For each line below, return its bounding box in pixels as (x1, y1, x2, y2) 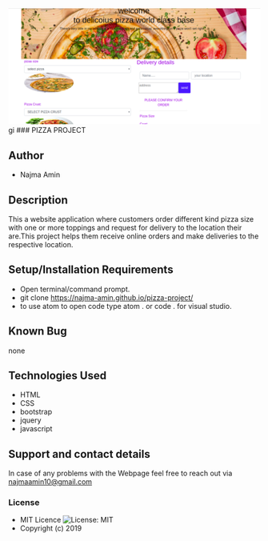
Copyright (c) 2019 (19, 523, 82, 533)
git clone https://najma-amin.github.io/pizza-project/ (19, 292, 194, 303)
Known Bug (8, 324, 67, 339)
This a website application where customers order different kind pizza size (8, 214, 254, 223)
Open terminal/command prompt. (19, 284, 130, 294)
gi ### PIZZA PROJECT (8, 126, 86, 135)
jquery (19, 415, 42, 425)
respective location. (8, 239, 74, 249)
